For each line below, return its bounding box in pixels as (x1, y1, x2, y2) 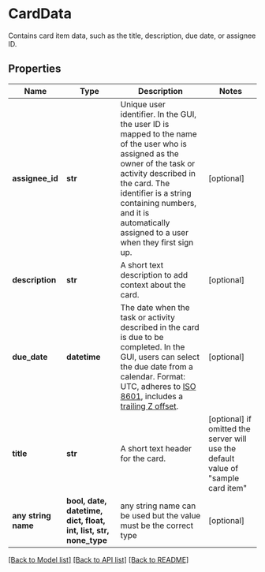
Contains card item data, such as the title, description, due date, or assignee (8, 31, 256, 40)
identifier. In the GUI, (120, 108, 197, 119)
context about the (120, 279, 186, 290)
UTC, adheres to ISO (120, 380, 196, 391)
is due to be (120, 331, 164, 342)
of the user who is (120, 138, 187, 149)
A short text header (120, 443, 192, 454)
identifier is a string (120, 187, 192, 198)
